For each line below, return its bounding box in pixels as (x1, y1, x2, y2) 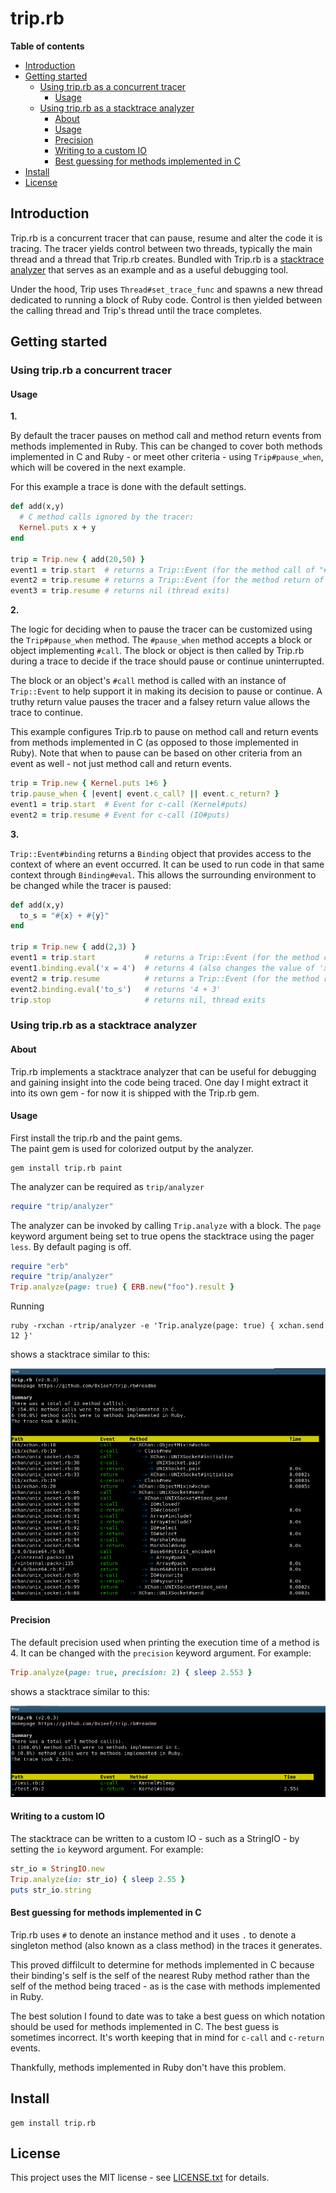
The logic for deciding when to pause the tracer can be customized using (10, 623, 313, 636)
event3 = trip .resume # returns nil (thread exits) (10, 586, 230, 596)
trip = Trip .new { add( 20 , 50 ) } (10, 554, 145, 564)
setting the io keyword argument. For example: (10, 1843, 204, 1855)
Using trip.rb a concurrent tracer (10, 363, 172, 377)
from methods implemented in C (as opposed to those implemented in (10, 737, 299, 749)
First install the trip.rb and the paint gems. (10, 1132, 183, 1144)
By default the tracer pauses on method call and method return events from (10, 430, 322, 442)
